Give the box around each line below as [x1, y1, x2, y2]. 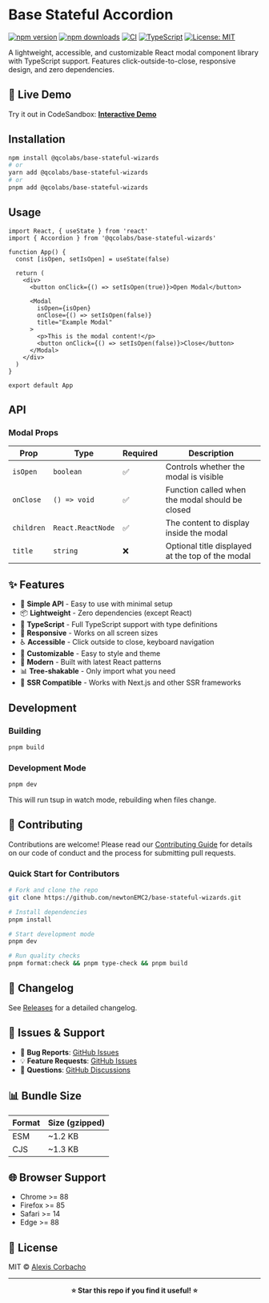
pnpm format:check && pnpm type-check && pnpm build [8, 960, 188, 968]
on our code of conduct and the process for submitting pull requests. [8, 848, 236, 857]
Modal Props [8, 427, 58, 439]
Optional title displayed [165, 540, 252, 552]
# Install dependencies [8, 908, 88, 916]
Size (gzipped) [47, 1117, 106, 1128]
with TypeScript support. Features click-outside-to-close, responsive [8, 56, 236, 66]
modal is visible [165, 471, 224, 483]
